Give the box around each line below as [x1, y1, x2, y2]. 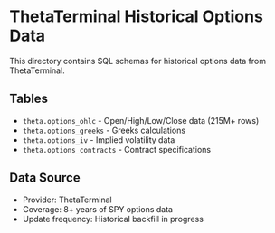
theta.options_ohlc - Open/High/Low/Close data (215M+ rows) [22, 115, 260, 126]
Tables [9, 91, 48, 107]
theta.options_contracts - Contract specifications [22, 144, 211, 154]
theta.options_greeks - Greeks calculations [22, 125, 186, 135]
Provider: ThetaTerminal [22, 194, 112, 205]
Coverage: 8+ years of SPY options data [22, 203, 174, 214]
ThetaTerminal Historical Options [9, 6, 264, 27]
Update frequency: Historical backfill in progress [22, 213, 204, 224]
